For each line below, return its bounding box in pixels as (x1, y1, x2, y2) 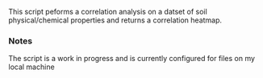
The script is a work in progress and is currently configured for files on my (8, 54, 256, 64)
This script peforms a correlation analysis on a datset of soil (8, 7, 207, 16)
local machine (8, 62, 55, 72)
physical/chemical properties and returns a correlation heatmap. (8, 15, 223, 25)
